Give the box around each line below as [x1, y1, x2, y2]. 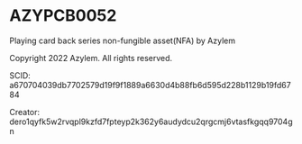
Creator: [9, 106, 41, 117]
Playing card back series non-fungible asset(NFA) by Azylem [9, 35, 236, 46]
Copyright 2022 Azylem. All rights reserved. [9, 52, 173, 63]
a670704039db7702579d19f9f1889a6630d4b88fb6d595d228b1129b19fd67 [9, 79, 291, 90]
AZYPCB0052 [9, 5, 117, 26]
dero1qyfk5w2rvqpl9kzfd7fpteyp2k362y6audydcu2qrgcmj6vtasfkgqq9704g [9, 116, 293, 127]
